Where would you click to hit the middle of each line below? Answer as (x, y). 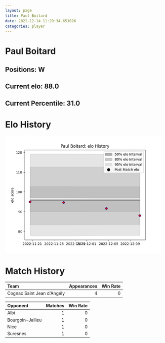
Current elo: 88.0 (32, 86)
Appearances (83, 286)
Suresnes (17, 334)
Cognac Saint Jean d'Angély (36, 293)
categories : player (25, 26)
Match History (35, 271)
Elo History (28, 124)
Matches (55, 306)
